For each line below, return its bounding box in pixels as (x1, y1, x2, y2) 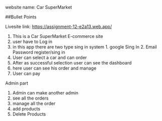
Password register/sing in (12, 49, 65, 55)
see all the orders (12, 95, 49, 101)
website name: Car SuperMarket (5, 4, 72, 10)
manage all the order (12, 100, 56, 106)
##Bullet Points (5, 14, 37, 19)
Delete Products (12, 111, 46, 117)
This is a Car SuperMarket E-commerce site (12, 33, 103, 39)
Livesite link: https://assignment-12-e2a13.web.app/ (5, 23, 112, 29)
